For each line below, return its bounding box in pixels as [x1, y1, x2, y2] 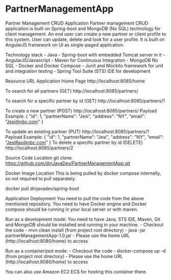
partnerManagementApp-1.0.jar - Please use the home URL [5, 232, 130, 239]
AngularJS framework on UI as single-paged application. [5, 41, 125, 48]
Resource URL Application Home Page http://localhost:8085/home [5, 78, 145, 84]
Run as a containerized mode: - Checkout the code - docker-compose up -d [5, 248, 166, 254]
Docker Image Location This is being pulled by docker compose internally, [5, 170, 161, 176]
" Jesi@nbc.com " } [5, 118, 43, 124]
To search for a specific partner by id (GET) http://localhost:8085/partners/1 [5, 98, 165, 104]
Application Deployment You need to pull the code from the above [5, 195, 144, 201]
